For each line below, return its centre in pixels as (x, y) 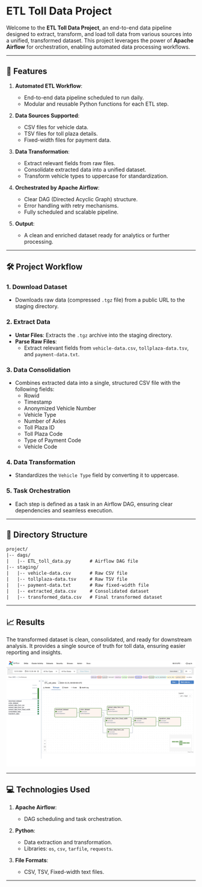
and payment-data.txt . (52, 354)
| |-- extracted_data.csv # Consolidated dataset (78, 592)
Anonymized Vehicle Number (60, 408)
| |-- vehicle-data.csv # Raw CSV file (67, 574)
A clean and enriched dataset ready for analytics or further (97, 235)
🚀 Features (27, 71)
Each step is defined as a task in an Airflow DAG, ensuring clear (94, 504)
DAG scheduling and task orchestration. (73, 819)
